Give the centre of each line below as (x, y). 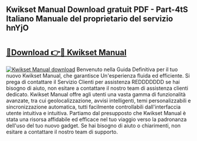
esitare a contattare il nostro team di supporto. (62, 132)
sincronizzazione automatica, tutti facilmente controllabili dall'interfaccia (93, 107)
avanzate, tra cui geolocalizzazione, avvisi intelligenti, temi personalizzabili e (98, 100)
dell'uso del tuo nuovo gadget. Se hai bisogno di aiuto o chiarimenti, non (93, 125)
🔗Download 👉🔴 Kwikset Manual (67, 52)
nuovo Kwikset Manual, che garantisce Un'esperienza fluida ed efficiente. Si (98, 75)
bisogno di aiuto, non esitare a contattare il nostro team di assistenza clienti (97, 88)
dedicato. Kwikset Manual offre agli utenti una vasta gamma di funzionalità (96, 94)
